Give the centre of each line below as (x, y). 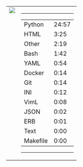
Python (34, 24)
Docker (34, 73)
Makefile (36, 141)
